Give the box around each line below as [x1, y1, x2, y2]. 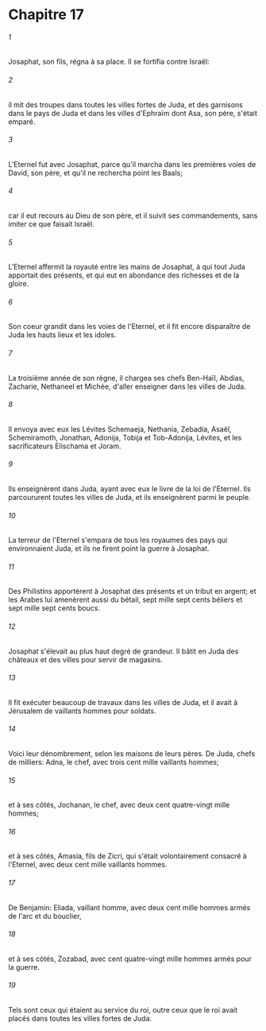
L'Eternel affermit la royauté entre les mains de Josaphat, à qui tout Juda [8, 262, 246, 272]
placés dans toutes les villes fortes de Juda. [8, 1014, 152, 1023]
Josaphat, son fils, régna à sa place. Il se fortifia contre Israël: [8, 57, 210, 67]
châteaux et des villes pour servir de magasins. [8, 654, 163, 665]
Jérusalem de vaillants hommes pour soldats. [8, 706, 156, 715]
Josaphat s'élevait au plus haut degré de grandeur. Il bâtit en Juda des [8, 646, 239, 656]
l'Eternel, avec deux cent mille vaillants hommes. [8, 860, 168, 870]
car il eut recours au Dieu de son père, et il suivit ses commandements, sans [8, 211, 258, 220]
